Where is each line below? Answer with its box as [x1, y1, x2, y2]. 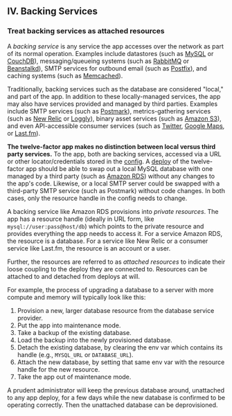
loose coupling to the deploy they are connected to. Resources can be [7, 264, 208, 273]
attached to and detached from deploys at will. [7, 272, 141, 280]
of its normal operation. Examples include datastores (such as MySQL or [7, 49, 214, 57]
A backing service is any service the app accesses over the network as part [7, 42, 224, 51]
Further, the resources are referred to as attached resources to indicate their [7, 257, 226, 266]
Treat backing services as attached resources [7, 26, 165, 36]
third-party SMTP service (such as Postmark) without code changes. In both [7, 186, 225, 195]
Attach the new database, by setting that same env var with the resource [17, 358, 225, 366]
